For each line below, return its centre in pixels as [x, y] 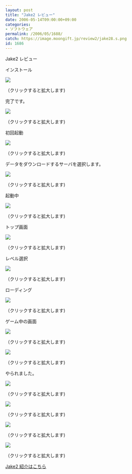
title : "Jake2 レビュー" [30, 15]
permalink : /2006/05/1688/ [34, 34]
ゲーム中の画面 [21, 321]
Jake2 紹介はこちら [26, 466]
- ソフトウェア [19, 29]
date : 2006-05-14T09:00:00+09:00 [41, 20]
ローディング [19, 290]
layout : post [19, 10]
